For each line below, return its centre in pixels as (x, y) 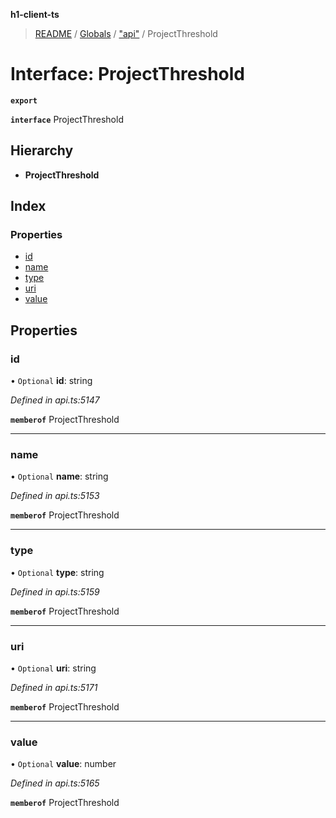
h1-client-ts (35, 14)
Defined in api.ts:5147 (55, 400)
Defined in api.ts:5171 (54, 688)
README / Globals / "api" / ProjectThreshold (126, 33)
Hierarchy (42, 150)
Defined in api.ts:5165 (55, 783)
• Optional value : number (63, 764)
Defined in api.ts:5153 (55, 496)
